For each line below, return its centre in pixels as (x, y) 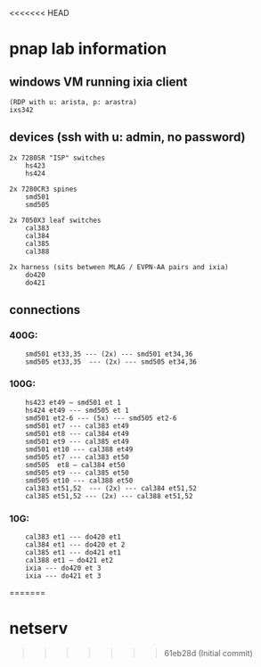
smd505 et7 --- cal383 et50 (77, 457)
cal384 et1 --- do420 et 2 (75, 545)
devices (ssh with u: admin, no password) (127, 137)
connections (45, 310)
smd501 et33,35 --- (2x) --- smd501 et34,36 (109, 354)
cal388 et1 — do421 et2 (69, 561)
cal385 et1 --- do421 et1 (73, 553)
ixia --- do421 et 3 (63, 576)
